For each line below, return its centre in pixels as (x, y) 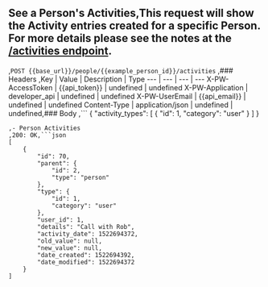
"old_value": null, (70, 241)
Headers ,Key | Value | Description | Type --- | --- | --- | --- (107, 79)
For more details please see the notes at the (120, 38)
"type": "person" (80, 177)
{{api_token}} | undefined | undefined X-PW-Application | (153, 87)
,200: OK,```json (37, 135)
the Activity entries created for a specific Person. (134, 26)
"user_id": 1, (61, 220)
